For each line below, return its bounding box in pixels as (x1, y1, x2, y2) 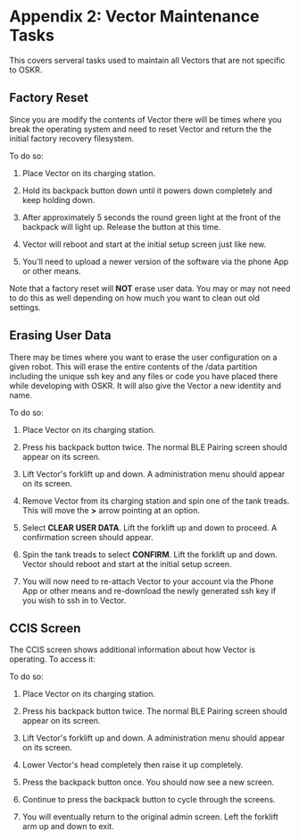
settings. (9, 301, 42, 312)
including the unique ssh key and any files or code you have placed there (9, 370, 278, 381)
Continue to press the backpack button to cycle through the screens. (21, 794, 276, 805)
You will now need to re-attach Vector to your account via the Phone (21, 575, 274, 587)
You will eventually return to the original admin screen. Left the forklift (21, 811, 278, 822)
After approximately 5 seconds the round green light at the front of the (21, 212, 281, 223)
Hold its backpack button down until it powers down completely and (21, 185, 273, 196)
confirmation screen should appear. (21, 531, 154, 542)
